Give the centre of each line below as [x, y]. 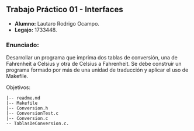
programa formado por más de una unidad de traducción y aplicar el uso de [97, 70]
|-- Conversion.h [27, 108]
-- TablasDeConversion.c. [37, 124]
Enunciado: [22, 45]
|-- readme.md [23, 98]
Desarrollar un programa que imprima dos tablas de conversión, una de [92, 58]
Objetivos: [18, 87]
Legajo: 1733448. [36, 30]
